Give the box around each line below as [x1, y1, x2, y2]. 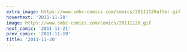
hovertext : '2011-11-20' [6, 14, 68, 20]
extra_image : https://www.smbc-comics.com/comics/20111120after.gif [6, 8, 181, 15]
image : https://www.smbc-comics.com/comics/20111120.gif [6, 20, 152, 26]
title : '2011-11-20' [6, 36, 58, 42]
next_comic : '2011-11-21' [6, 25, 71, 32]
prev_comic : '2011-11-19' [6, 31, 71, 37]
